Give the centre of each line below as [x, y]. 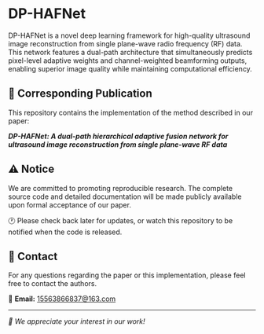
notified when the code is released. [65, 232]
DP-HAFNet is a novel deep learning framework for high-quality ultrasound [129, 35]
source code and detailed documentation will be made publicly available [125, 196]
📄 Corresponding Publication [81, 94]
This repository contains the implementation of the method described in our [131, 112]
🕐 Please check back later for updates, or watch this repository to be [121, 220]
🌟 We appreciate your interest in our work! [77, 321]
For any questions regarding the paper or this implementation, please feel [127, 275]
